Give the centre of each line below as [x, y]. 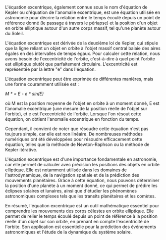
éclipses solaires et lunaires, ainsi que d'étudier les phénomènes [71, 191]
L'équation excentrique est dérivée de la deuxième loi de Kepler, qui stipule [82, 43]
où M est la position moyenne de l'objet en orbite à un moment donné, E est [82, 103]
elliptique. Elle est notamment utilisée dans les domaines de [66, 170]
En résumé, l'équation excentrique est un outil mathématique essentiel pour [82, 206]
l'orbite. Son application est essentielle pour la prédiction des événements [81, 227]
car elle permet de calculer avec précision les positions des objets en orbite [83, 165]
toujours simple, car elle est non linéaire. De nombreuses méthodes [74, 134]
